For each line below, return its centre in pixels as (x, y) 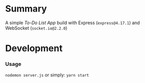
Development (34, 49)
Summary (26, 9)
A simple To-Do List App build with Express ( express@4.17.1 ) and (72, 23)
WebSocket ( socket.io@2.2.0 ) (36, 28)
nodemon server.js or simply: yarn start (47, 75)
